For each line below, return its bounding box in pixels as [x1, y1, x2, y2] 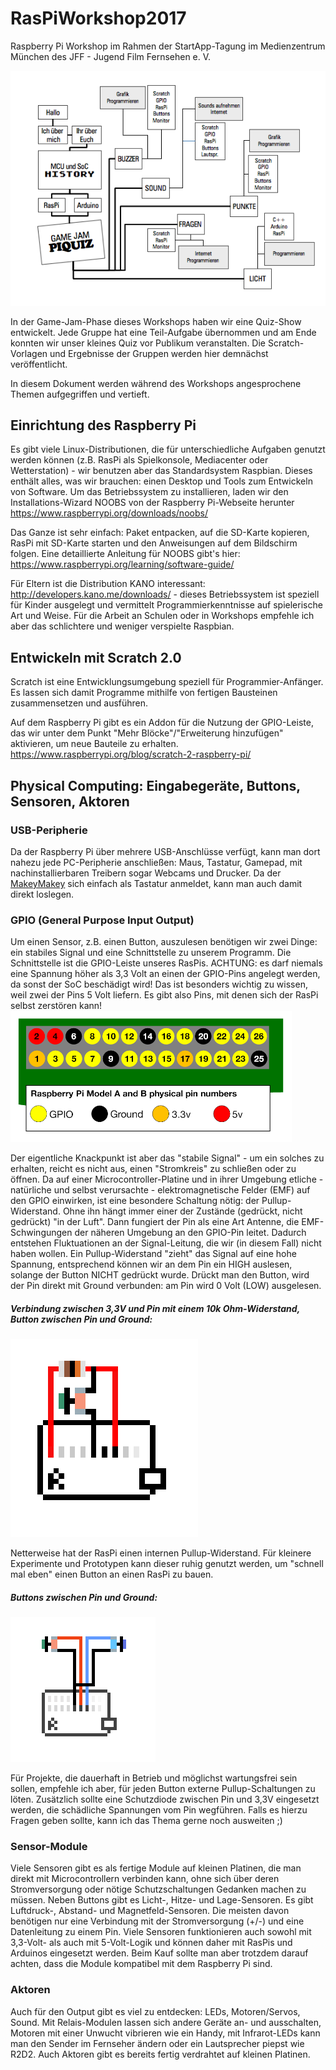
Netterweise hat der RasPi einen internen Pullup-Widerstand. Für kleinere [10, 1547, 312, 1559]
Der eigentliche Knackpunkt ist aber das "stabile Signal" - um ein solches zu [10, 1152, 325, 1164]
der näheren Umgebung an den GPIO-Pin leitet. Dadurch [74, 1227, 307, 1239]
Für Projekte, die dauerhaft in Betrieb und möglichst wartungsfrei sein [10, 1772, 298, 1784]
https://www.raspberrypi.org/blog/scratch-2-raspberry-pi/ [10, 748, 252, 761]
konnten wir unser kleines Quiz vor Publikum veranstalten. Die [10, 337, 267, 349]
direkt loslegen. [10, 888, 75, 900]
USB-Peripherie [10, 823, 88, 837]
